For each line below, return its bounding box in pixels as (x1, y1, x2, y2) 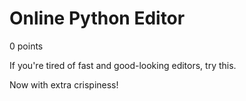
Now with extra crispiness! (9, 78, 119, 91)
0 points (9, 40, 44, 52)
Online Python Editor (9, 7, 186, 30)
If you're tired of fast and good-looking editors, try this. (9, 59, 237, 71)
